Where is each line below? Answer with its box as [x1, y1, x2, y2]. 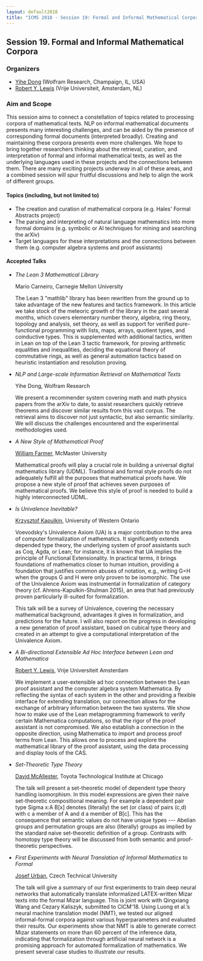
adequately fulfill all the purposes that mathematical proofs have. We [14, 474, 187, 481]
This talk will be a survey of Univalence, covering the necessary [14, 605, 175, 612]
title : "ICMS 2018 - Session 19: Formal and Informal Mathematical [6, 15, 180, 21]
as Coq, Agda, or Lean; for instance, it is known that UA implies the [14, 548, 182, 555]
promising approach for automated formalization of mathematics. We [14, 942, 187, 949]
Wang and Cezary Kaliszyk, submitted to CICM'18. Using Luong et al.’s [14, 903, 190, 910]
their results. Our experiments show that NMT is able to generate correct [14, 922, 196, 930]
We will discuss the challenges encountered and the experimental [14, 419, 179, 427]
